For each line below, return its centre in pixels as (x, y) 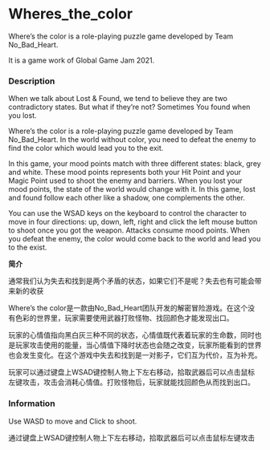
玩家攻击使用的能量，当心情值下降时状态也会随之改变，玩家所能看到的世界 (138, 345)
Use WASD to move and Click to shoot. (73, 421)
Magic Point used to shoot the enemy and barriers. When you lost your (125, 180)
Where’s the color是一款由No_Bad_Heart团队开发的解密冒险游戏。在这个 (128, 308)
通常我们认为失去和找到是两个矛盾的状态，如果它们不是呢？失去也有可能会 (131, 281)
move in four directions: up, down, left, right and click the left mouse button (133, 222)
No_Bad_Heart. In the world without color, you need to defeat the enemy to (132, 140)
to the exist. (28, 247)
